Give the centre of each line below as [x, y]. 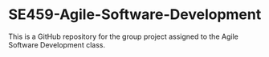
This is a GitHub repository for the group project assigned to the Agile [123, 36]
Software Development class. [57, 44]
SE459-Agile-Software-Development [135, 15]
